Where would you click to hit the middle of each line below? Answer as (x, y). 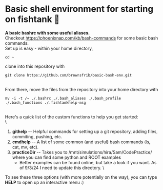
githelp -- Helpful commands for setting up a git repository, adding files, (85, 131)
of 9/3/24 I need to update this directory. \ (62, 168)
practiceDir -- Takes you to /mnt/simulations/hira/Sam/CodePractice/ (82, 152)
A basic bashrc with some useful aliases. (48, 33)
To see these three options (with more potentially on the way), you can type (81, 177)
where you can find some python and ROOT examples (66, 157)
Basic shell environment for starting (79, 9)
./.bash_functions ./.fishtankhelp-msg (46, 103)
